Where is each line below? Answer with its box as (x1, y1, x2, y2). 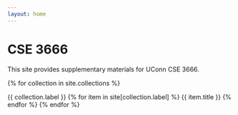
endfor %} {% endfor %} (7, 100, 80, 109)
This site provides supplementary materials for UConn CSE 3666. (7, 65, 200, 74)
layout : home (7, 10, 46, 18)
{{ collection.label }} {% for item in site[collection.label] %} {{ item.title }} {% (7, 92, 232, 101)
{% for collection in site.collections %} (7, 79, 120, 87)
